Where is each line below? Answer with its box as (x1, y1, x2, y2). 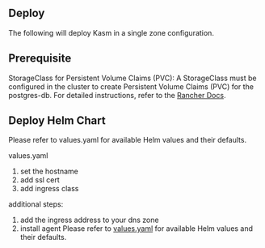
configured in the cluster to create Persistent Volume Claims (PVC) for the (8, 81, 254, 92)
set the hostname (19, 166, 79, 177)
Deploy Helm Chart (8, 113, 107, 128)
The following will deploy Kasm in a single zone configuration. (8, 28, 214, 37)
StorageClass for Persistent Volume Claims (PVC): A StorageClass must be (8, 73, 257, 83)
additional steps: (8, 199, 64, 209)
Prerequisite (8, 52, 72, 66)
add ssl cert (19, 175, 61, 185)
